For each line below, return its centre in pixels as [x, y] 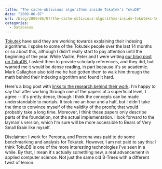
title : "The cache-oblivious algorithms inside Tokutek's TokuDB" [73, 9]
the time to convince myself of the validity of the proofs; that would [72, 107]
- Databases [21, 28]
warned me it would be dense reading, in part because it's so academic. [77, 67]
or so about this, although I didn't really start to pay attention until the [74, 52]
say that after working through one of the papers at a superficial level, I [75, 92]
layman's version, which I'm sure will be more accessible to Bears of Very [78, 122]
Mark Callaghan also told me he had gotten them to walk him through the [77, 72]
